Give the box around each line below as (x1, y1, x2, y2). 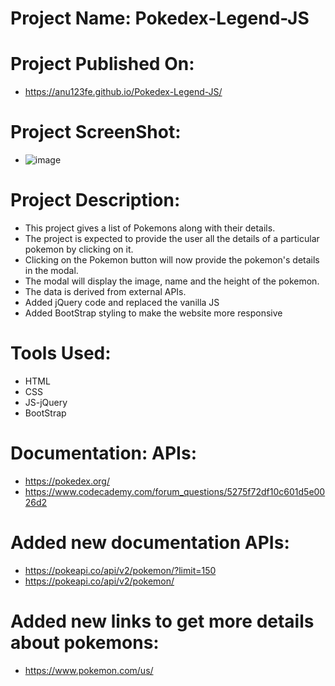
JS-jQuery (24, 396, 68, 408)
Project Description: (10, 189, 181, 212)
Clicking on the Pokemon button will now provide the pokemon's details (24, 254, 320, 266)
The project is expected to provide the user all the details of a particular (24, 233, 320, 244)
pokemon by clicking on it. (24, 243, 134, 255)
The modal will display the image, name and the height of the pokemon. (24, 275, 320, 287)
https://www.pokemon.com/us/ (24, 664, 154, 676)
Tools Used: (10, 342, 112, 365)
